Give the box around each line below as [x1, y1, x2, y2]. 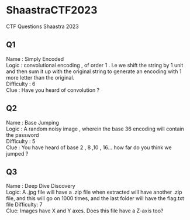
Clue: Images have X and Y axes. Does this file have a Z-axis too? [6, 207, 164, 214]
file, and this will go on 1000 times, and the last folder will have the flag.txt [6, 195, 184, 202]
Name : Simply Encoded [6, 55, 64, 62]
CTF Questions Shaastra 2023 [6, 23, 79, 30]
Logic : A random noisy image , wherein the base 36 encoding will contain [6, 125, 184, 132]
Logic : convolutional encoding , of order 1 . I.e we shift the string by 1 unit [6, 61, 184, 68]
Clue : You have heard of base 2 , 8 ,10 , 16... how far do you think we [6, 144, 172, 151]
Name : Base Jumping [6, 119, 60, 126]
